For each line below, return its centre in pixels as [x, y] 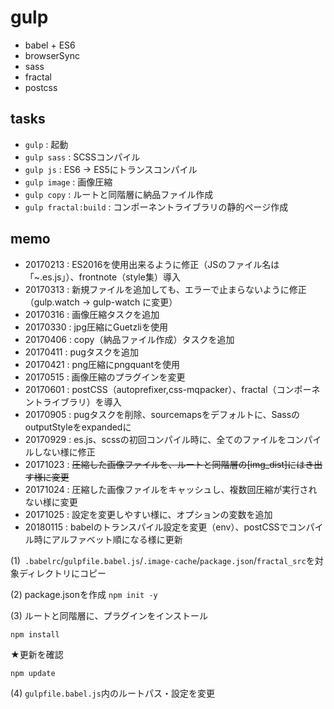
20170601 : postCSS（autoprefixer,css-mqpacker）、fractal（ [150, 389]
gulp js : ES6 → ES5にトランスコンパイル [111, 169]
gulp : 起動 [46, 144]
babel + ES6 [50, 45]
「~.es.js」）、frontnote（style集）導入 [102, 277]
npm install [35, 634]
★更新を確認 [37, 654]
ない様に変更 [51, 502]
